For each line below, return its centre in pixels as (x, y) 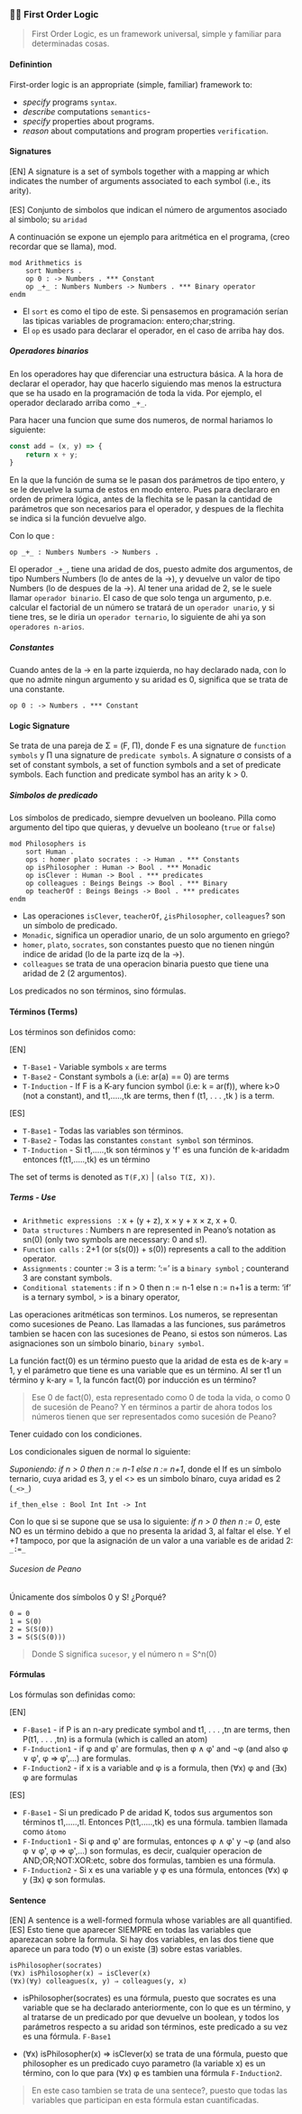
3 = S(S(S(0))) (38, 1637)
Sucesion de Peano (46, 1569)
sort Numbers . (54, 271)
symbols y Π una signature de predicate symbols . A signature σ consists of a (151, 755)
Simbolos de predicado (54, 795)
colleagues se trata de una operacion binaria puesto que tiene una (145, 964)
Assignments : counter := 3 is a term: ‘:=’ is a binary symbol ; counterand (156, 1268)
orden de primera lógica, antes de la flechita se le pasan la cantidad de (141, 499)
